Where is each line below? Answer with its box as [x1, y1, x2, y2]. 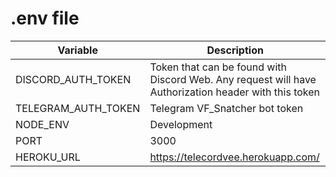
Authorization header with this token [149, 85, 321, 99]
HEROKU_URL [15, 150, 81, 164]
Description [206, 43, 264, 57]
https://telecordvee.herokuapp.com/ [149, 150, 320, 164]
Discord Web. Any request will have [149, 72, 317, 86]
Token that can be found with [149, 60, 287, 74]
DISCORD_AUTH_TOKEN [15, 72, 132, 86]
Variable [57, 43, 98, 57]
